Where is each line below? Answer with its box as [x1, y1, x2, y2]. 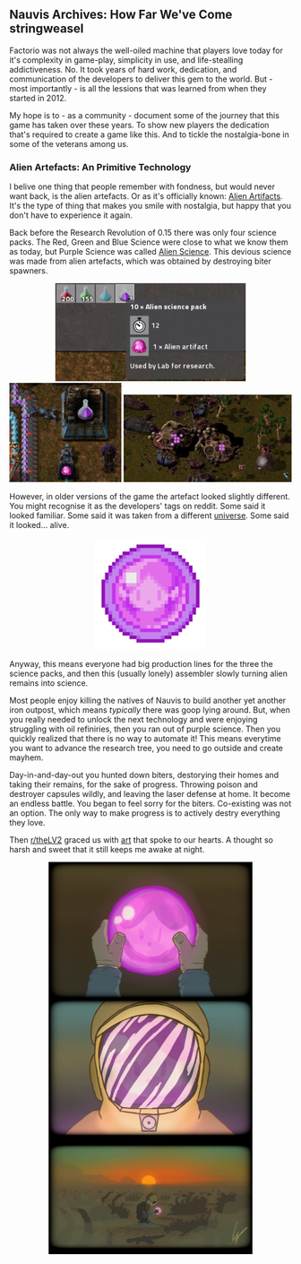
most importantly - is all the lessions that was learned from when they [9, 82, 267, 93]
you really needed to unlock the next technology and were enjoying [9, 714, 258, 724]
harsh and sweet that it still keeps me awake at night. [9, 844, 205, 854]
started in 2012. [9, 92, 67, 103]
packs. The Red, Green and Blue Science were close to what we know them [9, 237, 288, 247]
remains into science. [9, 677, 89, 688]
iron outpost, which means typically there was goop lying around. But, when [9, 704, 291, 715]
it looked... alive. [9, 519, 70, 530]
